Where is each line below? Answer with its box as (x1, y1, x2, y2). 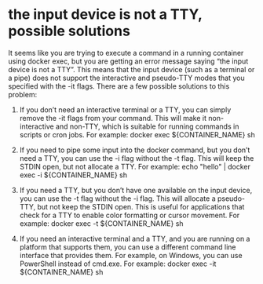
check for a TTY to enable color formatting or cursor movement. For (19, 210, 240, 220)
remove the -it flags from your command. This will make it (19, 113, 206, 122)
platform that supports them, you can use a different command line (19, 242, 236, 252)
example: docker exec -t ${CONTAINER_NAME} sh (19, 218, 184, 228)
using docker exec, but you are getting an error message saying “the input (8, 56, 249, 66)
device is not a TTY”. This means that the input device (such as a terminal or (8, 64, 255, 74)
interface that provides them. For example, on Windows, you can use (19, 250, 243, 260)
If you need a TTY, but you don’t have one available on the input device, (19, 185, 253, 195)
